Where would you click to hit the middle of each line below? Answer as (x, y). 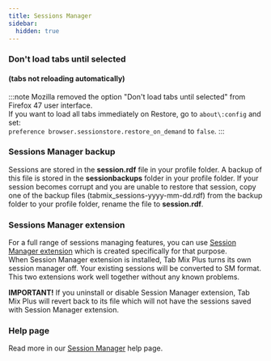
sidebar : (23, 23)
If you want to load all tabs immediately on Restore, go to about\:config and (135, 113)
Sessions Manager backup (62, 152)
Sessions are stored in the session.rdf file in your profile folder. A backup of (135, 169)
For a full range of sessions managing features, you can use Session (123, 243)
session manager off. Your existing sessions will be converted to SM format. (135, 269)
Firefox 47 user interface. (51, 105)
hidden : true (38, 31)
